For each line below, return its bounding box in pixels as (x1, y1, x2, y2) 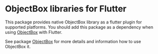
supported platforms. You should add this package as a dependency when (5, 24, 154, 30)
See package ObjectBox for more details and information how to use (5, 38, 141, 44)
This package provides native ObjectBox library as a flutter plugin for (5, 19, 142, 25)
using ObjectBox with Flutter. (5, 29, 63, 35)
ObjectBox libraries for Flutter (5, 3, 127, 14)
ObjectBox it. (5, 43, 31, 49)
